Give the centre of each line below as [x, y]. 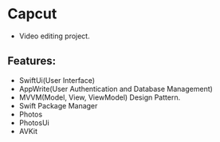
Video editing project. [54, 36]
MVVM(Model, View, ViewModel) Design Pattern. [100, 97]
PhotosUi [34, 122]
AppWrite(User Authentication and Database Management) [116, 89]
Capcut [32, 14]
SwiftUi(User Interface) [57, 80]
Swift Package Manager [58, 105]
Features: [32, 61]
